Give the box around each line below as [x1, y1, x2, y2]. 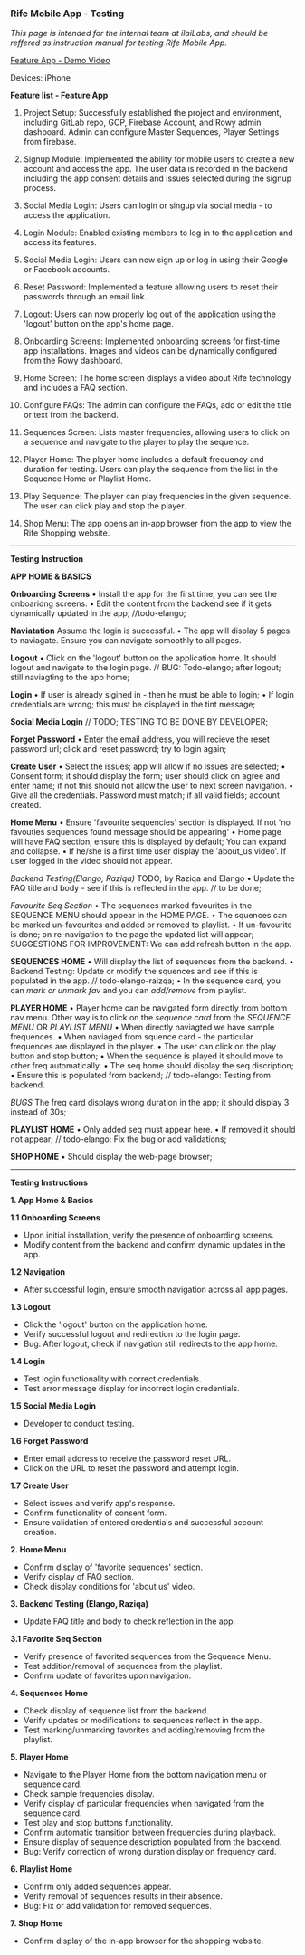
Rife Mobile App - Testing [10, 7, 125, 20]
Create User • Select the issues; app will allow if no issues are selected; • [10, 761, 286, 772]
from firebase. [23, 137, 77, 147]
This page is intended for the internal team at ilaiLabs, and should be [10, 28, 269, 39]
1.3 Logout [10, 1302, 51, 1313]
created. [10, 800, 42, 811]
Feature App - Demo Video [10, 55, 111, 66]
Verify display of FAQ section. [23, 1571, 135, 1582]
